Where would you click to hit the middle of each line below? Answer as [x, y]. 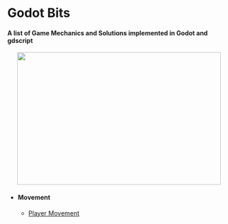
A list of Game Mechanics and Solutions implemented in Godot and [108, 33]
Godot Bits [39, 13]
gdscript [20, 40]
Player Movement [54, 213]
